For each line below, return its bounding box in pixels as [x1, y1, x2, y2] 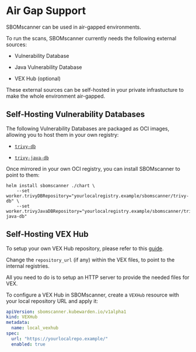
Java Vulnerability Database [14, 63, 82, 71]
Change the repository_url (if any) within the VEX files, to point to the [6, 256, 175, 263]
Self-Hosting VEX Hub [6, 229, 89, 239]
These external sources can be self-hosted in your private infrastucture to [6, 86, 184, 93]
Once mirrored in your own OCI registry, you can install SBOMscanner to [6, 165, 181, 172]
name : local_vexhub [11, 325, 59, 331]
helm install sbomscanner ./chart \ [6, 182, 95, 188]
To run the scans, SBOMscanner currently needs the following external [6, 34, 177, 42]
